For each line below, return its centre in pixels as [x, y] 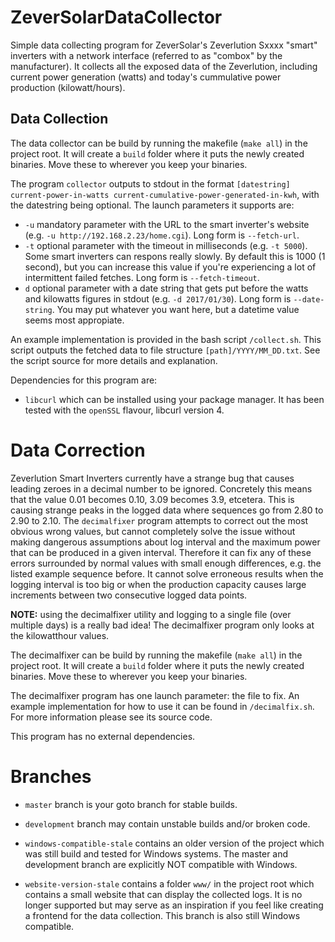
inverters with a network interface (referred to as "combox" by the [146, 55]
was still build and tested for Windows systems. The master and [156, 853]
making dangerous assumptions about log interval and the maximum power [165, 542]
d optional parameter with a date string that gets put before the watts [166, 288]
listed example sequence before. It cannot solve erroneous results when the [167, 573]
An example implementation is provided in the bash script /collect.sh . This [166, 339]
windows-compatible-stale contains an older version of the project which [174, 843]
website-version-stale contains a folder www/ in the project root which [169, 883]
